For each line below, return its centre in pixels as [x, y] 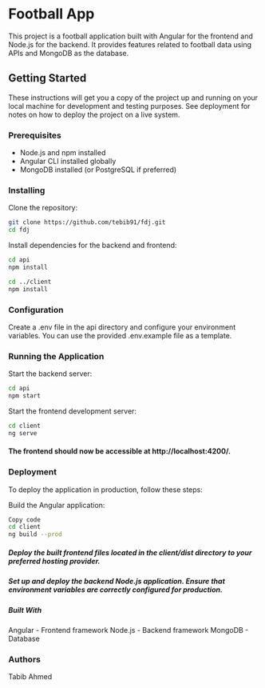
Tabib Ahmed [30, 677]
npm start [25, 396]
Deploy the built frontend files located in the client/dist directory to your [131, 552]
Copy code [25, 520]
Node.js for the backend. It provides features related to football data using [130, 44]
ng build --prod [35, 534]
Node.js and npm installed [63, 153]
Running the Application [56, 356]
